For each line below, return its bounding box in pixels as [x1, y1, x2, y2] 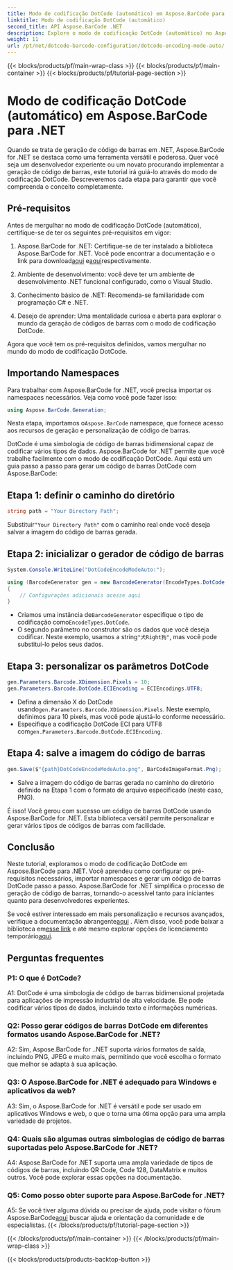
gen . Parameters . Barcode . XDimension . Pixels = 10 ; [7, 679, 150, 686]
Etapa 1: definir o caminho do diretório [7, 489, 175, 501]
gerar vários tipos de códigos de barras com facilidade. [7, 821, 166, 829]
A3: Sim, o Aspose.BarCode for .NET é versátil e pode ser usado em [7, 1101, 202, 1110]
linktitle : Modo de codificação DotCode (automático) [7, 17, 166, 24]
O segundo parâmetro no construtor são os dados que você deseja [17, 625, 209, 634]
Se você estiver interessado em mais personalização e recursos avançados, [7, 910, 225, 918]
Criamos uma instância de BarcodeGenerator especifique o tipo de [17, 611, 204, 619]
